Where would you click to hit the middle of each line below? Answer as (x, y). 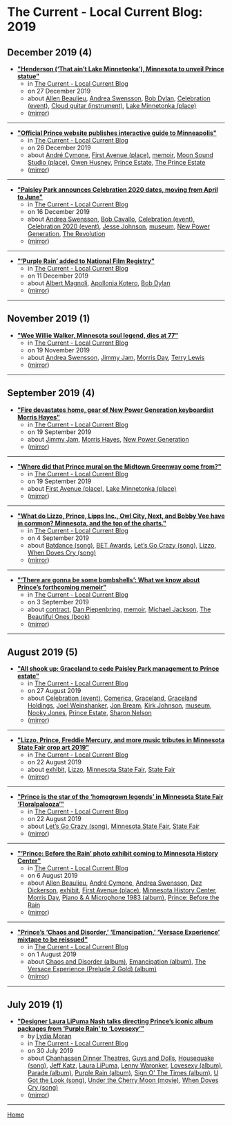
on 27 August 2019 (54, 691)
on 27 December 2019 (59, 91)
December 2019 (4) (50, 52)
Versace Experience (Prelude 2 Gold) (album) (92, 969)
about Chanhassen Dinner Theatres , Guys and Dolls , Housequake (121, 1058)
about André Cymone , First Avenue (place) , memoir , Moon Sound (120, 155)
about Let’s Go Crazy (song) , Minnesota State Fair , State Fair (114, 826)
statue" (28, 76)
